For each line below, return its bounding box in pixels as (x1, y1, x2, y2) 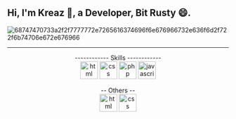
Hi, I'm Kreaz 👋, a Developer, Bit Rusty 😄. (7, 7, 191, 19)
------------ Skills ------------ (74, 54, 162, 62)
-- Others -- (100, 86, 136, 94)
